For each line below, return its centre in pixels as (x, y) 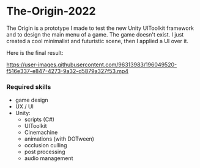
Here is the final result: (35, 52)
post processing (45, 152)
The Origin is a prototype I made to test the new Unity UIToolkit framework (100, 28)
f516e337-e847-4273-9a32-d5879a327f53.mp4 (68, 71)
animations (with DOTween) (59, 139)
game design (31, 100)
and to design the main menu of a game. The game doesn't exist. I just (95, 34)
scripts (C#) (39, 119)
